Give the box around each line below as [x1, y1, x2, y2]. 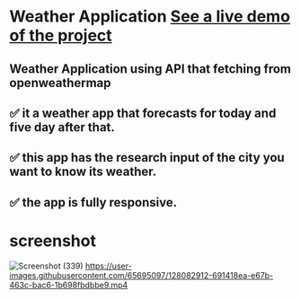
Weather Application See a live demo [9, 6, 290, 27]
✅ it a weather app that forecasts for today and [9, 105, 277, 120]
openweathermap [9, 75, 111, 91]
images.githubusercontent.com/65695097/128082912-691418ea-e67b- [9, 269, 274, 280]
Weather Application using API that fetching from [9, 61, 292, 76]
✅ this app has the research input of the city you [9, 150, 285, 165]
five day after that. [9, 119, 115, 135]
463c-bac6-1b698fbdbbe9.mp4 [9, 279, 128, 290]
